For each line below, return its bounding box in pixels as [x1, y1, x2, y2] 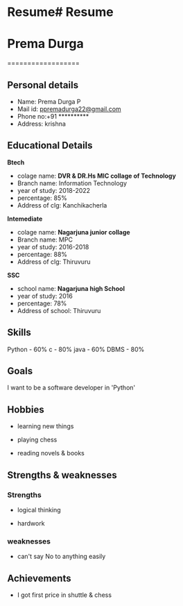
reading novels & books [17, 449, 85, 457]
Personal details [7, 79, 78, 91]
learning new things [17, 422, 74, 430]
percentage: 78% [17, 299, 67, 308]
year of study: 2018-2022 [17, 186, 91, 194]
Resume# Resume [7, 4, 114, 20]
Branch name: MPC [17, 235, 73, 244]
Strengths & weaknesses [7, 469, 117, 481]
